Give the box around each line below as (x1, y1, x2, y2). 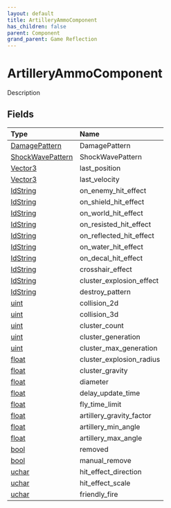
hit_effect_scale (79, 478, 131, 488)
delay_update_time (79, 388, 141, 398)
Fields (7, 109, 35, 120)
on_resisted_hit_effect (79, 219, 151, 229)
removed (79, 444, 109, 454)
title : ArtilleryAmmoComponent (7, 17, 98, 24)
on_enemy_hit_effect (79, 185, 147, 195)
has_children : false (7, 23, 67, 30)
